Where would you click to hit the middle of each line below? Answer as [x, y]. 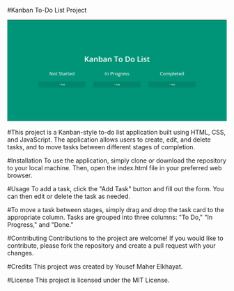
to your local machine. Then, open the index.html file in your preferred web [115, 167]
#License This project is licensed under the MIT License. [88, 280]
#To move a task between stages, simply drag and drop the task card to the [116, 209]
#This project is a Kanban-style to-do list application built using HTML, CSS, [117, 132]
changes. [21, 253]
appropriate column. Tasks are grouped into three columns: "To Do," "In [110, 217]
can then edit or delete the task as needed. [69, 196]
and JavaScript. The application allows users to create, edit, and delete [109, 140]
